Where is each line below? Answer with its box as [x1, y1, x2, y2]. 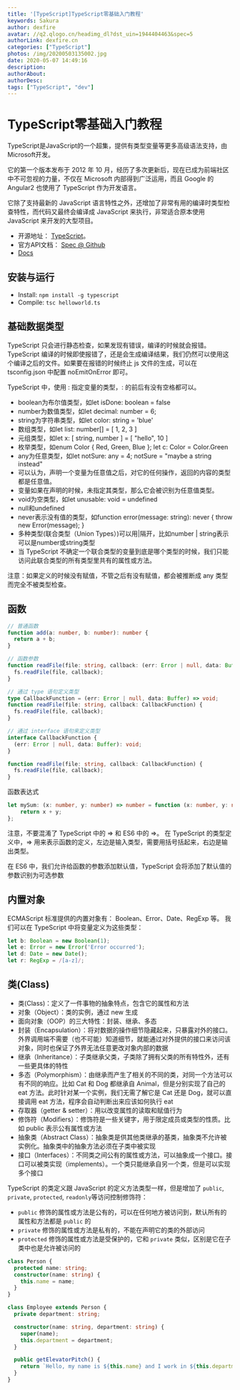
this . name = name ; [20, 1278, 75, 1285]
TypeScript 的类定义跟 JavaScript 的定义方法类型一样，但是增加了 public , [7, 1184, 224, 1192]
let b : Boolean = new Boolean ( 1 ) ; [7, 937, 111, 944]
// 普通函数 [7, 622, 39, 629]
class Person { [7, 1258, 53, 1265]
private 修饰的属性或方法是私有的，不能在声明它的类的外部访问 [17, 1226, 205, 1234]
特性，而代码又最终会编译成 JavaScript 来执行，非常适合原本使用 [13, 208, 206, 216]
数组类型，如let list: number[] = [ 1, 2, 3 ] [17, 424, 137, 433]
